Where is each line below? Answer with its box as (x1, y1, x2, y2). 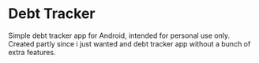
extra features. (8, 47, 56, 57)
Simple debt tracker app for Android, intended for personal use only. (8, 31, 231, 40)
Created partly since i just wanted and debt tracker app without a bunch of (8, 39, 251, 48)
